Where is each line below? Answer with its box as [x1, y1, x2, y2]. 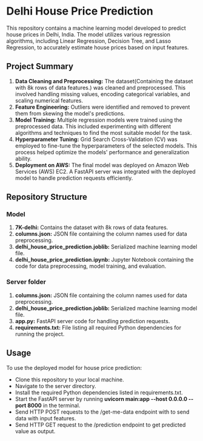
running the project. [15, 330, 65, 338]
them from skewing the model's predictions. [15, 109, 125, 117]
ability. [15, 155, 32, 162]
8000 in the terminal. [27, 402, 81, 409]
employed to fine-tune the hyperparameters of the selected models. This [15, 142, 198, 149]
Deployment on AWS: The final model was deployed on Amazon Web [15, 161, 190, 168]
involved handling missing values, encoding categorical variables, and [15, 90, 190, 98]
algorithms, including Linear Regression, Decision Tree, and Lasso [6, 37, 171, 44]
